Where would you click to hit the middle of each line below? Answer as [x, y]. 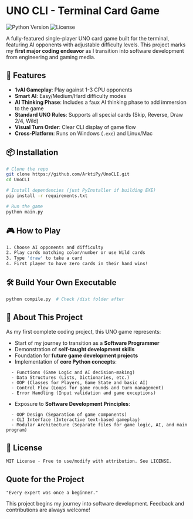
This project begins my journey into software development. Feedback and [95, 504]
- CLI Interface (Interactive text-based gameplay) [76, 420]
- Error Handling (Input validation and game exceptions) [84, 393]
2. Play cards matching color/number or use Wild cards [76, 253]
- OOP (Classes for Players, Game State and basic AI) [80, 382]
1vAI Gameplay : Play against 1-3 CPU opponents [74, 90]
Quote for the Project [45, 479]
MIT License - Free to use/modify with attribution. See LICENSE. [89, 462]
